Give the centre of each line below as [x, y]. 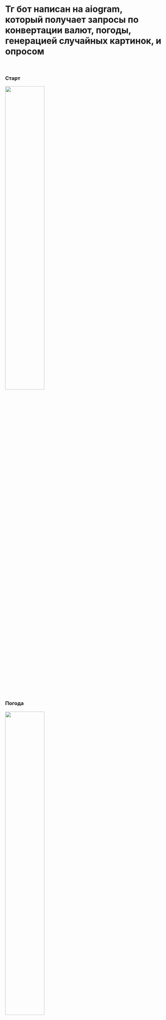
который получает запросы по [72, 20]
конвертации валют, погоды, [68, 30]
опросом [25, 52]
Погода [14, 703]
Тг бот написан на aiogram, [64, 9]
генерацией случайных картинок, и [83, 41]
